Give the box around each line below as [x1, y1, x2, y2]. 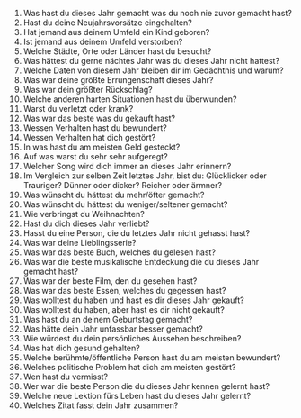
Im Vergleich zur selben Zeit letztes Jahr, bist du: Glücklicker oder [22, 170, 268, 181]
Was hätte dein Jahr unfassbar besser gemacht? [22, 323, 203, 334]
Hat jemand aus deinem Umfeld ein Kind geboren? [22, 27, 210, 37]
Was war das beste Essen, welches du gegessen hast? [22, 286, 226, 295]
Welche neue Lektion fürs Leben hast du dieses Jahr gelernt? [22, 391, 252, 401]
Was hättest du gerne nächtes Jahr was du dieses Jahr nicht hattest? [22, 56, 280, 66]
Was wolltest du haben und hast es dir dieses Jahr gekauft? [22, 295, 245, 305]
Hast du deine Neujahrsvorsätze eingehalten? [22, 17, 192, 28]
